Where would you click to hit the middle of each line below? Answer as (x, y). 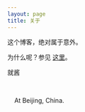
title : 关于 (24, 21)
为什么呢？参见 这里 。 (39, 57)
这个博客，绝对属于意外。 (45, 42)
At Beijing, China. (39, 100)
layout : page (27, 14)
